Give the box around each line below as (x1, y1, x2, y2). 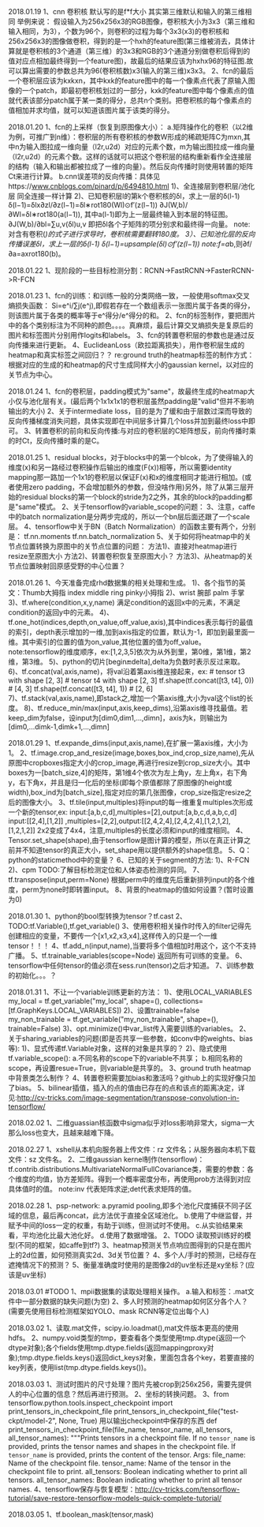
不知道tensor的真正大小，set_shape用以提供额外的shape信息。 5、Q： (21, 845, 252, 855)
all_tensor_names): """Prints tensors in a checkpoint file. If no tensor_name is (8, 1433, 256, 1443)
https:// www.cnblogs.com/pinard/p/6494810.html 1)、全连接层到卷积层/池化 (8, 182, 255, 191)
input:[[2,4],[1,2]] (8, 816, 64, 825)
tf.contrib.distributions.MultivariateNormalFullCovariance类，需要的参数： (8, 1165, 247, 1173)
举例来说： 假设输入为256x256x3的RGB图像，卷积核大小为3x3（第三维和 (17, 17, 255, 26)
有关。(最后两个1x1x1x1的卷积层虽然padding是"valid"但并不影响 (49, 397, 255, 406)
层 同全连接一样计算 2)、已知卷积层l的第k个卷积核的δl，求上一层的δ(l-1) (8, 192, 240, 200)
